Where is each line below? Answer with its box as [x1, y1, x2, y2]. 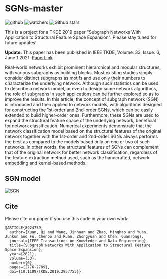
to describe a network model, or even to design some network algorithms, [5, 85, 158, 91]
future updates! [5, 39, 37, 45]
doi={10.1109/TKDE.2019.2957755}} [9, 269, 81, 274]
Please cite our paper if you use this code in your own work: [5, 215, 129, 221]
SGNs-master [5, 3, 63, 14]
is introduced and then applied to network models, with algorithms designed [5, 101, 162, 107]
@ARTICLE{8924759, [5, 225, 43, 230]
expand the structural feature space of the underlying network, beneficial [5, 117, 156, 123]
